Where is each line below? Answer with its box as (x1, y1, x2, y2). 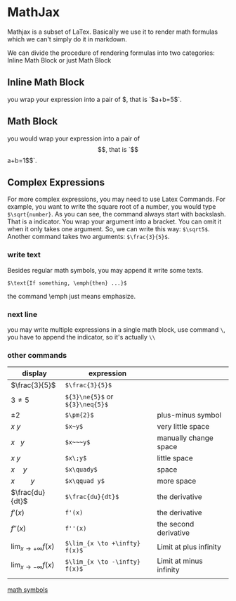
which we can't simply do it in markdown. (7, 34, 128, 43)
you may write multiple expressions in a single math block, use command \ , (7, 325, 226, 334)
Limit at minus (157, 556, 204, 566)
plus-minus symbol (157, 411, 222, 420)
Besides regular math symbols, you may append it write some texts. (7, 266, 204, 274)
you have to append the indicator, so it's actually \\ (7, 332, 156, 341)
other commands (7, 350, 67, 360)
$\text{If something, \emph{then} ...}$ (7, 279, 128, 287)
